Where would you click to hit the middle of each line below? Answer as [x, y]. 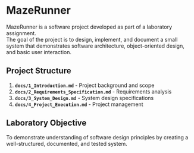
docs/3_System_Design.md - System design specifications [84, 98]
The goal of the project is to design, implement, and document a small [92, 39]
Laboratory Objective [46, 123]
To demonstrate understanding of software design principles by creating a [97, 137]
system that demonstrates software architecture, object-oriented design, [95, 46]
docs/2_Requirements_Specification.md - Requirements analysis [93, 91]
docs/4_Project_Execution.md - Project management [79, 104]
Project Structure [39, 71]
